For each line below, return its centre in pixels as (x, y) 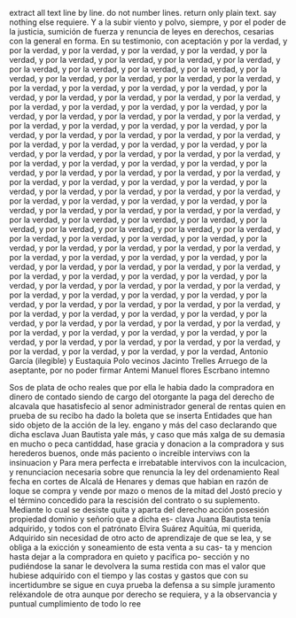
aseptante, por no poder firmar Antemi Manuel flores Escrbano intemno (140, 370)
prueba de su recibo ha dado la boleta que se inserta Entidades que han (141, 416)
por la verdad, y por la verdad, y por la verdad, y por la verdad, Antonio (139, 351)
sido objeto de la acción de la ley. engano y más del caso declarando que (143, 425)
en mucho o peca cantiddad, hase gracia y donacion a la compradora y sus (147, 444)
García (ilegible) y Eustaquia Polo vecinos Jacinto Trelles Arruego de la (138, 361)
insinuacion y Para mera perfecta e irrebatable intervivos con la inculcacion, (148, 463)
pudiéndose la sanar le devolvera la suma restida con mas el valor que (137, 566)
